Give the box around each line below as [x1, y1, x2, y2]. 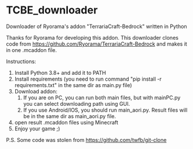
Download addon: [14, 88, 57, 95]
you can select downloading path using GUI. [23, 100, 130, 107]
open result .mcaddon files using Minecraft [14, 119, 119, 126]
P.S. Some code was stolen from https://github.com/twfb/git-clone [6, 136, 167, 143]
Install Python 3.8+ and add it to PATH [14, 69, 106, 76]
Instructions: [6, 58, 36, 65]
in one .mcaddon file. [6, 46, 57, 53]
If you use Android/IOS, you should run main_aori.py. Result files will [23, 106, 188, 113]
